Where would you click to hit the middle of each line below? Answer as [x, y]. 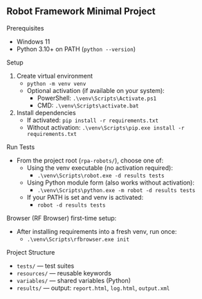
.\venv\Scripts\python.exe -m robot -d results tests [116, 190]
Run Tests [21, 147]
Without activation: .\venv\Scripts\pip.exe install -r [105, 127]
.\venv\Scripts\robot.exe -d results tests [101, 176]
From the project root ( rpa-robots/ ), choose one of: [90, 160]
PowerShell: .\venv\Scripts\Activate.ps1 [97, 98]
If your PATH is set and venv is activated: [85, 197]
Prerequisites [25, 28]
